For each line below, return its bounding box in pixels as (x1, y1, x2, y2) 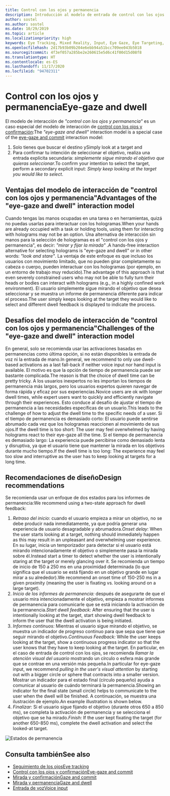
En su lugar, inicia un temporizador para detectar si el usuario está (12, 542, 151, 548)
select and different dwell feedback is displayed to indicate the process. (5, 301, 156, 307)
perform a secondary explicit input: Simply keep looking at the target (12, 165, 157, 171)
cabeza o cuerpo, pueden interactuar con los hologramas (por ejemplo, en (5, 263, 161, 269)
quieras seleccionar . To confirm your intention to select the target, (12, 160, 150, 166)
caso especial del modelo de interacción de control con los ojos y (5, 123, 143, 129)
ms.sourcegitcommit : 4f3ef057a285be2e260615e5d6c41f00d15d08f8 (5, 50, 142, 55)
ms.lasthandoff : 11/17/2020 (5, 64, 65, 69)
